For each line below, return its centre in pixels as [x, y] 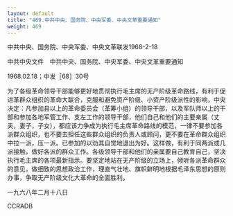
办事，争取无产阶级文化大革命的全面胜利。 [68, 178]
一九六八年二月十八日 [37, 192]
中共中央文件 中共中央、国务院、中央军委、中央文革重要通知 [95, 62]
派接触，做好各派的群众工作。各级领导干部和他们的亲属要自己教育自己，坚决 [116, 152]
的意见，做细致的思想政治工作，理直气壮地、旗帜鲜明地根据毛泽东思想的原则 [116, 169]
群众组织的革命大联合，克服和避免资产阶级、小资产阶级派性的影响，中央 [122, 100]
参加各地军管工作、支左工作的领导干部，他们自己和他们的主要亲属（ [116, 117]
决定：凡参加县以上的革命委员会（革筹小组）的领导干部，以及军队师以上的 [113, 109]
